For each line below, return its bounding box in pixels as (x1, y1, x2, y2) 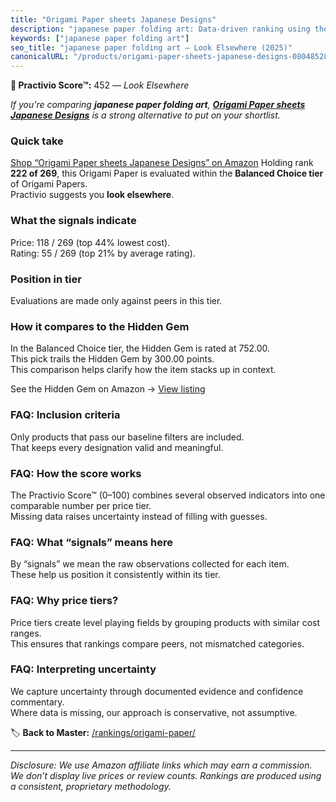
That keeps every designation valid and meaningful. (10, 441, 224, 453)
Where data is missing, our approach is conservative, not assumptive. (10, 706, 298, 718)
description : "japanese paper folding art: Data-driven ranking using (10, 24, 311, 34)
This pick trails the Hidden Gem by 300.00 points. (10, 353, 215, 365)
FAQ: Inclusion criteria (10, 408, 121, 422)
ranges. (10, 627, 42, 639)
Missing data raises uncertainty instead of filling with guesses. (10, 510, 268, 522)
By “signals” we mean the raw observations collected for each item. (10, 558, 290, 570)
